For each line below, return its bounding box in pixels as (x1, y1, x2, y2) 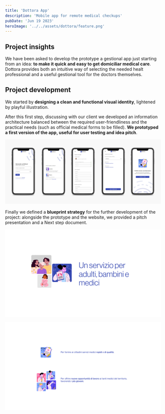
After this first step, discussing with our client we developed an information (5, 114, 158, 120)
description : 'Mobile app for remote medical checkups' (5, 13, 123, 18)
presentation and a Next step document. (5, 219, 87, 225)
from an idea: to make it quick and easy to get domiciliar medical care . (5, 61, 151, 67)
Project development (5, 86, 71, 94)
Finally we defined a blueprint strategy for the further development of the (5, 209, 156, 215)
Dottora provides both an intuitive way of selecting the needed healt (5, 66, 144, 72)
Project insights (5, 43, 55, 51)
